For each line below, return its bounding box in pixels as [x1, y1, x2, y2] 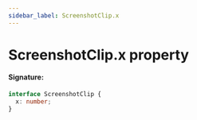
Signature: [8, 72, 44, 82]
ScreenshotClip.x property [8, 45, 190, 64]
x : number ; [15, 97, 52, 106]
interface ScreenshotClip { [8, 91, 102, 99]
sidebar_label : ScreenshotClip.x [8, 11, 120, 20]
